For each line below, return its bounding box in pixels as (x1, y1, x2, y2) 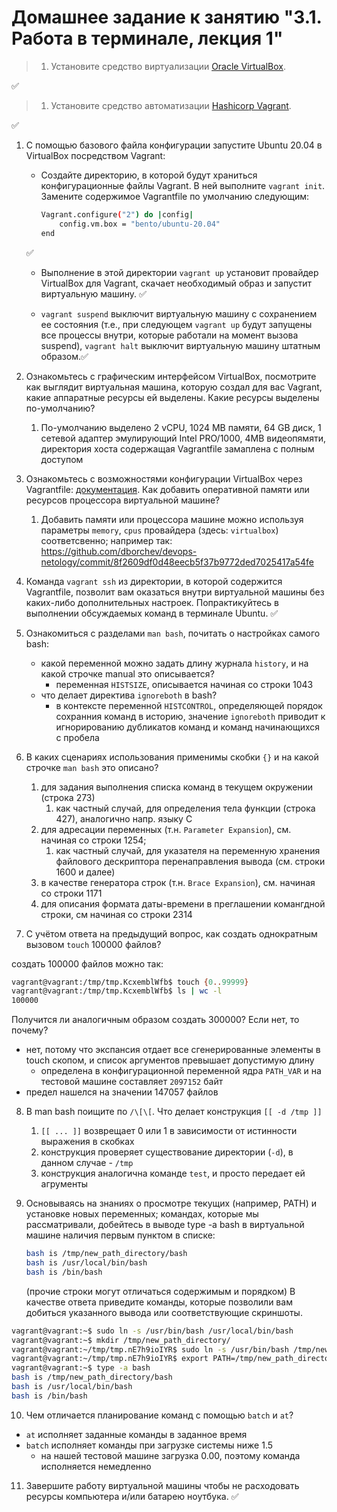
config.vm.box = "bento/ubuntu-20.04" (59, 219, 221, 229)
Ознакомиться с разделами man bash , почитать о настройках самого (25, 627, 321, 639)
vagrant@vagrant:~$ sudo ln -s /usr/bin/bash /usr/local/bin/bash (11, 1326, 294, 1336)
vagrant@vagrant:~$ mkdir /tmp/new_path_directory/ (11, 1335, 231, 1345)
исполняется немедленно (40, 1460, 152, 1472)
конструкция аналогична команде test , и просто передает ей (40, 1167, 306, 1180)
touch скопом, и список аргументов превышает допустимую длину (25, 1054, 315, 1066)
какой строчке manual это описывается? (40, 667, 215, 680)
